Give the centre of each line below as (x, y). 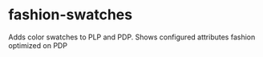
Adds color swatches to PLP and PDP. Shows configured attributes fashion (132, 37)
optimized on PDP (38, 45)
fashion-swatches (71, 15)
